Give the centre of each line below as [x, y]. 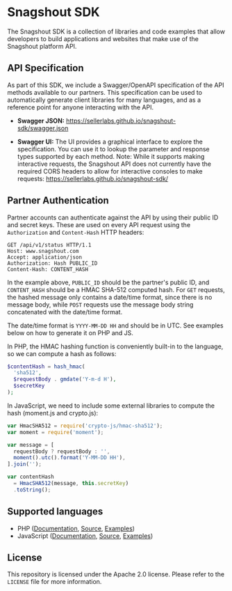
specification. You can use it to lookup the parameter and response [113, 149]
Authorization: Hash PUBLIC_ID [52, 263]
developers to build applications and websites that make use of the [103, 38]
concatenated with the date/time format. [65, 312]
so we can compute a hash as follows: [62, 353]
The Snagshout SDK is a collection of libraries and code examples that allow [116, 31]
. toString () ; [32, 490]
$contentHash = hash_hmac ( [46, 367]
